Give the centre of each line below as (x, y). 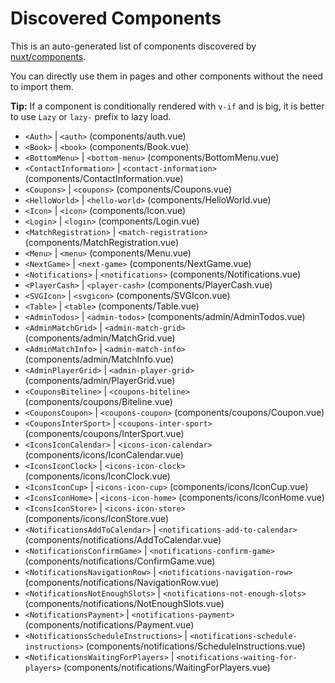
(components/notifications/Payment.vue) (109, 624)
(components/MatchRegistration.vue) (102, 242)
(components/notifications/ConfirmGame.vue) (120, 561)
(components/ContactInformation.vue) (104, 178)
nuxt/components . (48, 56)
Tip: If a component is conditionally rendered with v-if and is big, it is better (167, 106)
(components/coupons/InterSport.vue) (104, 433)
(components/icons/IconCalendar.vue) (104, 454)
